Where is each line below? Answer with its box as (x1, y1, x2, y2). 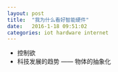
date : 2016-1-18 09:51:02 (7, 23, 88, 29)
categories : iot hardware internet (7, 29, 109, 36)
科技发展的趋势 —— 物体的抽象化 (16, 58, 111, 66)
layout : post (7, 10, 45, 17)
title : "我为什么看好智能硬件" (7, 16, 89, 23)
